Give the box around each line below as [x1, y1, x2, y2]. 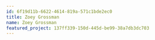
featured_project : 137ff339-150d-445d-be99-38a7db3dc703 [6, 25, 150, 31]
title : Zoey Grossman [6, 14, 60, 20]
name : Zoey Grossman [6, 19, 57, 25]
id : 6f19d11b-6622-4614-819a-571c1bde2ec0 [6, 8, 112, 15]
